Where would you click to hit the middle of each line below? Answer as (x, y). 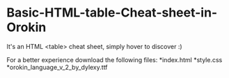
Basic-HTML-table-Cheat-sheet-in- (112, 13)
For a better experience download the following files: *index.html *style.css (114, 59)
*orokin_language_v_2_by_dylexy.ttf (57, 67)
